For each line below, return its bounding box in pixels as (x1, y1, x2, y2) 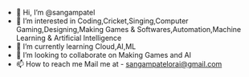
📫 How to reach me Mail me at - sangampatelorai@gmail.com (15, 59, 222, 68)
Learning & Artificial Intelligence (15, 33, 122, 43)
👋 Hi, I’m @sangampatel (15, 8, 96, 17)
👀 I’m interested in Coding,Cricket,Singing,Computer (15, 16, 189, 26)
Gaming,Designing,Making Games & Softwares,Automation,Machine (15, 25, 242, 34)
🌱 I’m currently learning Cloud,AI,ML (15, 42, 137, 51)
